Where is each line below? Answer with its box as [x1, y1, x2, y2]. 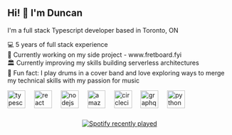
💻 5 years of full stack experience [7, 40, 108, 48]
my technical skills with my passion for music [7, 76, 140, 85]
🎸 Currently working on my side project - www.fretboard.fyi [7, 50, 182, 59]
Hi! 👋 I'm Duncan [7, 7, 83, 19]
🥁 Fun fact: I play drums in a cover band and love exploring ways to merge [7, 68, 226, 77]
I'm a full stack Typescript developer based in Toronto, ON [7, 26, 179, 34]
